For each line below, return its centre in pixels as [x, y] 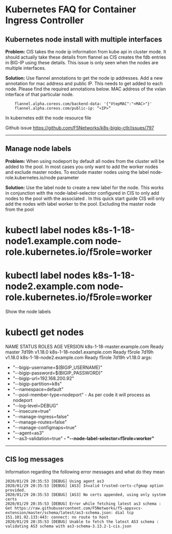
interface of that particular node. [40, 94]
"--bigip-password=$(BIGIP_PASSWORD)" [58, 373]
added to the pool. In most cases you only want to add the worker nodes [82, 167]
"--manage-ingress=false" [41, 416]
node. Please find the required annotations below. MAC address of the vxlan [86, 89]
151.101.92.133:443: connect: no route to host [57, 517]
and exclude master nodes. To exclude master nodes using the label [77, 172]
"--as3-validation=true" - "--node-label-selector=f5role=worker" [83, 438]
